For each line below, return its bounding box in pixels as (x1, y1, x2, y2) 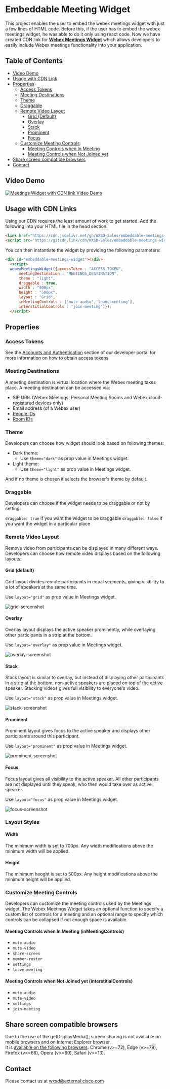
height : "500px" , (18, 290, 58, 295)
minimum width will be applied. (5, 848, 70, 854)
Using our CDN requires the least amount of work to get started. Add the (5, 218, 157, 224)
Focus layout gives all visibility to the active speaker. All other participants (5, 776, 159, 782)
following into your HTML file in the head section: (5, 223, 108, 229)
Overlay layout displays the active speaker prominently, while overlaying (5, 626, 156, 633)
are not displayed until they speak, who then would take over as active (5, 781, 152, 787)
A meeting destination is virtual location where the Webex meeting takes (5, 379, 156, 385)
